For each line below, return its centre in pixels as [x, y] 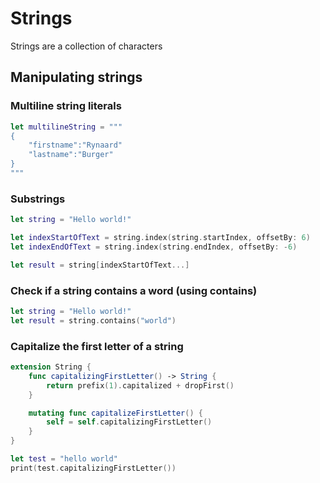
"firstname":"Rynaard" [75, 145]
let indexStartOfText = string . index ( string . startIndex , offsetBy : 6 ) [160, 238]
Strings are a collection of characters [86, 46]
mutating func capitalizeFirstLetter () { [115, 413]
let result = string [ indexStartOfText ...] [100, 265]
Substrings [38, 199]
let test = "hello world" [64, 459]
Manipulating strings [76, 77]
